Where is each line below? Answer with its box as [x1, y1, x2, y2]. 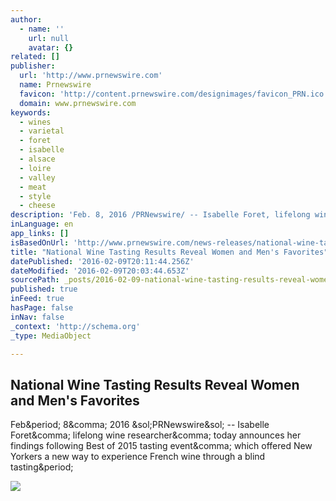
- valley [19, 172, 56, 183]
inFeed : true [10, 294, 65, 304]
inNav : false [10, 312, 65, 322]
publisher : [10, 61, 56, 71]
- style [19, 191, 52, 201]
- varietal [19, 126, 65, 136]
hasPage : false [10, 303, 74, 313]
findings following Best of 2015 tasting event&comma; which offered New [10, 440, 313, 452]
